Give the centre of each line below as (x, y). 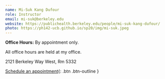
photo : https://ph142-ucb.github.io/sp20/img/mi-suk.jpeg (67, 28)
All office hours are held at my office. (43, 52)
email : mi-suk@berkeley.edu (35, 19)
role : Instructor (23, 14)
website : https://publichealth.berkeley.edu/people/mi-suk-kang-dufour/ (83, 24)
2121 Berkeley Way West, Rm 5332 (41, 62)
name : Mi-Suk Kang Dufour (32, 10)
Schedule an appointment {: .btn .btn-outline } (52, 71)
